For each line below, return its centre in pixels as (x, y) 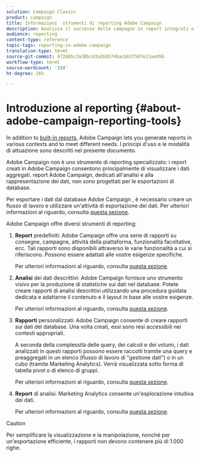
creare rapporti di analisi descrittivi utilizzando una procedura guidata (101, 291)
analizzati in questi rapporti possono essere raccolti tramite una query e (104, 351)
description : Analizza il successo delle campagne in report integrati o (100, 29)
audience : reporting (32, 34)
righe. (13, 448)
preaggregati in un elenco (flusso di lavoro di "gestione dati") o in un (99, 358)
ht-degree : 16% (25, 73)
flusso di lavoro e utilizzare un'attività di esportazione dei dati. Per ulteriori (98, 206)
